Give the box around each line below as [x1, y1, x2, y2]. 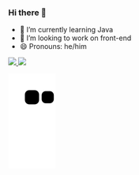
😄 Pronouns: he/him [19, 42, 87, 51]
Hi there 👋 [8, 7, 47, 18]
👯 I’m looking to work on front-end [19, 33, 132, 43]
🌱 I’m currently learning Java [19, 25, 114, 35]
